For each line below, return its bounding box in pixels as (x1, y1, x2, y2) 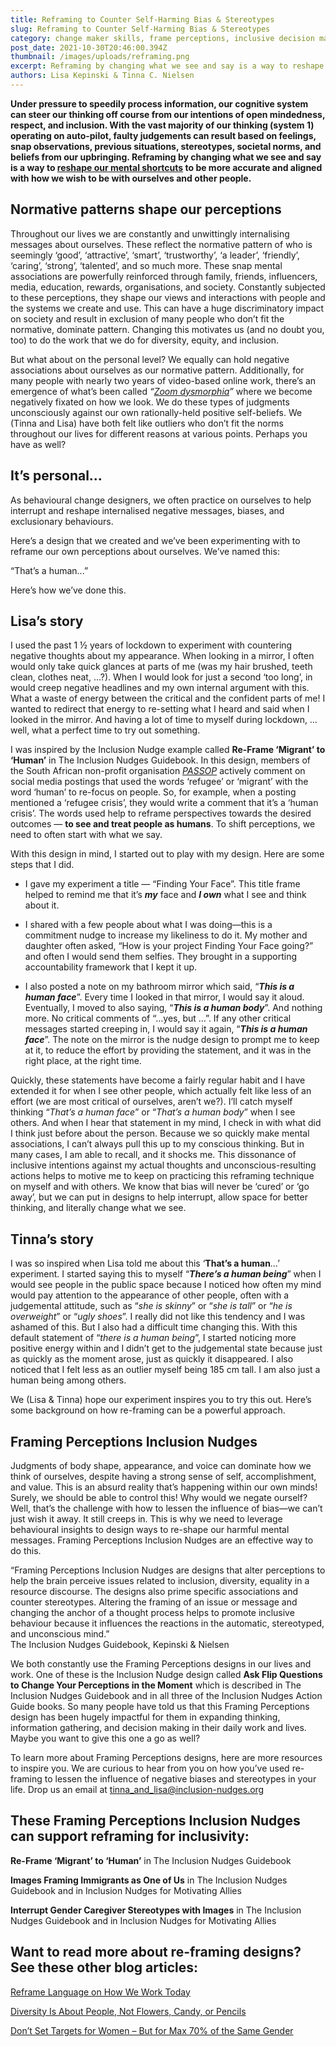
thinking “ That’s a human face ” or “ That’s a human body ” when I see (10, 1106, 296, 1118)
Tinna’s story (10, 1231, 94, 1248)
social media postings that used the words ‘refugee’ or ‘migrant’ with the (10, 776, 309, 788)
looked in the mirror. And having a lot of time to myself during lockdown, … (10, 714, 318, 726)
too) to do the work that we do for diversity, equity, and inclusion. (10, 334, 280, 346)
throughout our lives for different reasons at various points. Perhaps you (10, 427, 308, 440)
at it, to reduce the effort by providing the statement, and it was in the (24, 1044, 312, 1056)
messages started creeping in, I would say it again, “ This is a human (24, 1023, 308, 1035)
